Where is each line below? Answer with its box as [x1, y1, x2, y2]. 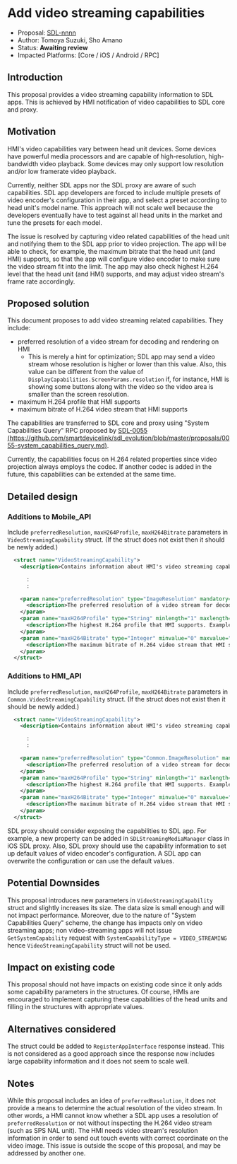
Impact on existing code [7, 962, 116, 974]
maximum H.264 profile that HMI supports [17, 397, 140, 406]
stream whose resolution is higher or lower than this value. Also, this [28, 360, 227, 368]
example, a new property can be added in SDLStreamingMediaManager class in [7, 834, 230, 842]
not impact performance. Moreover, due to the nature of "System [7, 911, 196, 919]
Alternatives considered [7, 1023, 116, 1035]
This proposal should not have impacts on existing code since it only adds [7, 980, 222, 989]
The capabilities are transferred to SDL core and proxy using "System [7, 419, 209, 427]
